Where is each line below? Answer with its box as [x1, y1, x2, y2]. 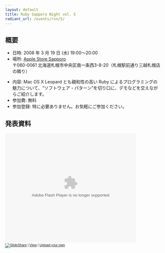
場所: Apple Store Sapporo [12, 56, 66, 62]
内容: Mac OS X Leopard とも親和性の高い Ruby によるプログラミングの [12, 79, 158, 85]
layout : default [5, 7, 38, 12]
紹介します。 [21, 91, 47, 97]
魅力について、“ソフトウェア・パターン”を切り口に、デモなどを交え [12, 85, 149, 91]
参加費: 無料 [12, 97, 37, 104]
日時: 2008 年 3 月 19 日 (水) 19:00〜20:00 [12, 50, 98, 56]
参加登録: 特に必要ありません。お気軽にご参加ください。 [12, 104, 127, 109]
